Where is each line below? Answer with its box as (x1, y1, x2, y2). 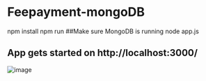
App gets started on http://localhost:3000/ (7, 47, 198, 59)
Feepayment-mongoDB (7, 4, 145, 20)
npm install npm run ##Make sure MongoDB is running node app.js (7, 27, 200, 35)
